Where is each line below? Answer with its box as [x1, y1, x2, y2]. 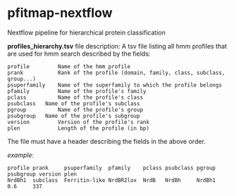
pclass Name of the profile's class [7, 94, 143, 101]
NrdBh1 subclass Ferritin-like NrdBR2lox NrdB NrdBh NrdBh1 [7, 176, 216, 184]
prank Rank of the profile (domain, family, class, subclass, [7, 69, 226, 76]
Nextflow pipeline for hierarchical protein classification [7, 28, 166, 37]
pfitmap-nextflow [7, 5, 113, 21]
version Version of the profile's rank [7, 118, 150, 125]
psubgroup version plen [7, 171, 78, 178]
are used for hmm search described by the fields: [7, 49, 151, 58]
